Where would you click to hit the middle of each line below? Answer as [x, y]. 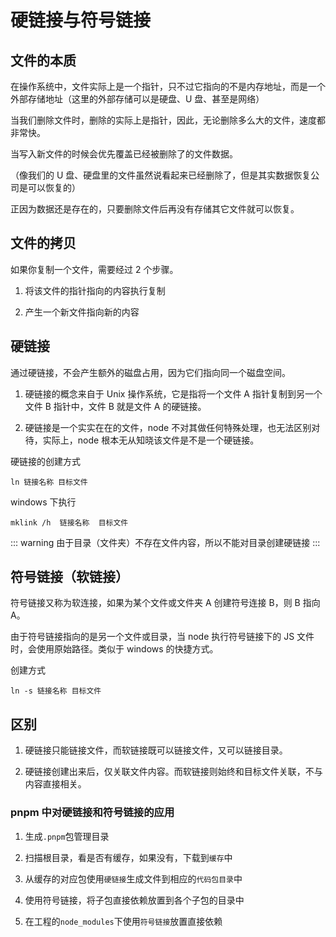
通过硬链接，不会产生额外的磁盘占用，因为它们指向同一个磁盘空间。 [150, 372]
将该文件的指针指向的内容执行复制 [95, 290]
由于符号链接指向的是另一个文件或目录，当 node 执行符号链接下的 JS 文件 [162, 637]
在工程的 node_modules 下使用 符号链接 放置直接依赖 [123, 921]
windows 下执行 [43, 502]
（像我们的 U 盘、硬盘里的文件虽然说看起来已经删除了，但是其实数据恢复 [161, 175]
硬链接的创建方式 [45, 461]
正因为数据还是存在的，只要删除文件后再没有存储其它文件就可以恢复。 [155, 209]
